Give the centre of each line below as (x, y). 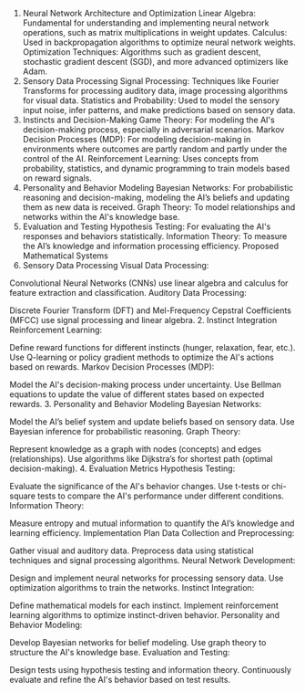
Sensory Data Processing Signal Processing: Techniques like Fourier (151, 81)
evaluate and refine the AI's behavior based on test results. (120, 680)
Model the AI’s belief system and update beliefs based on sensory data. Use (152, 422)
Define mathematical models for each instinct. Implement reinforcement (144, 605)
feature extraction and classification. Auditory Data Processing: (128, 293)
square (23, 496)
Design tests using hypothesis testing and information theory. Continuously (150, 670)
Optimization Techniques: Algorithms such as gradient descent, (142, 52)
